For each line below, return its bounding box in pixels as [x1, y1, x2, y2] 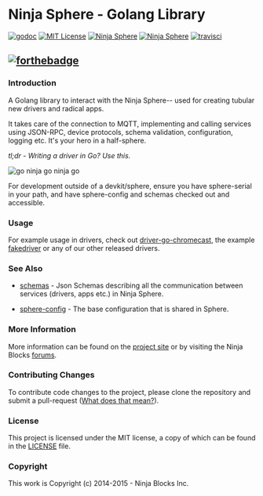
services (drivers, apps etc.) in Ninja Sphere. [19, 289, 164, 299]
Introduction [8, 78, 57, 89]
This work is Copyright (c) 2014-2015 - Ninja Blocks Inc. [8, 479, 189, 488]
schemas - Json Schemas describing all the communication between [19, 281, 243, 291]
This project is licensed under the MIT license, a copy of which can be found [8, 433, 256, 443]
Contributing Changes [8, 370, 96, 381]
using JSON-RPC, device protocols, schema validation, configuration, [8, 127, 233, 136]
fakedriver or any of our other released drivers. [8, 243, 160, 252]
